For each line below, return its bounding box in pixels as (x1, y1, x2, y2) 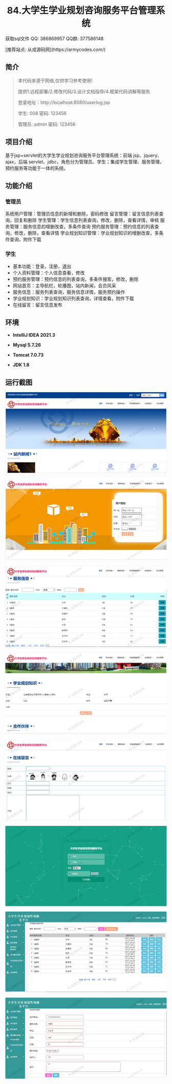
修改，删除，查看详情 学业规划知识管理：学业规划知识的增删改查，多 (14, 230, 159, 236)
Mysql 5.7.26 (12, 342, 41, 348)
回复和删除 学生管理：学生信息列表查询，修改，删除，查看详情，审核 (14, 217, 159, 223)
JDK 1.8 (12, 362, 30, 368)
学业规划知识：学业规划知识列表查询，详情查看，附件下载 (12, 295, 134, 301)
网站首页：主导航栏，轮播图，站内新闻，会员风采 (12, 282, 116, 288)
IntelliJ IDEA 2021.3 (12, 332, 55, 338)
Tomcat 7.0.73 (12, 352, 44, 358)
